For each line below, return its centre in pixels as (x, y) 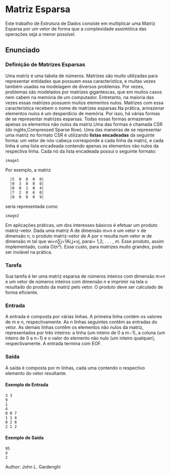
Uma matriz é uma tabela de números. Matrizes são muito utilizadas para (82, 76)
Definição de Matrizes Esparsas (45, 64)
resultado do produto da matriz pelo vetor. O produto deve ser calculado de (84, 287)
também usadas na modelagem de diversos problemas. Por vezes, (75, 86)
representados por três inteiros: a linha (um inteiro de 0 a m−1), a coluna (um (85, 333)
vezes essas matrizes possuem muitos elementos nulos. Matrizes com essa (84, 103)
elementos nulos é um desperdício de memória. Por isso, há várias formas (83, 113)
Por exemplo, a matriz (28, 170)
